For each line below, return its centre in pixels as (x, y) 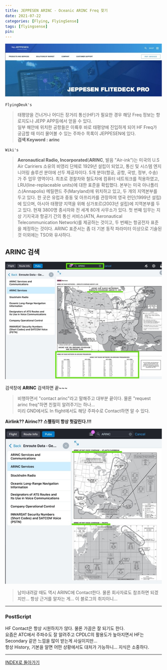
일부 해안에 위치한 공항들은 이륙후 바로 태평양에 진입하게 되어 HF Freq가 (87, 127)
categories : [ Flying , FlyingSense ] (42, 21)
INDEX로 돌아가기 (22, 662)
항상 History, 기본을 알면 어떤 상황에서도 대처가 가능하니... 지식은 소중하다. (77, 647)
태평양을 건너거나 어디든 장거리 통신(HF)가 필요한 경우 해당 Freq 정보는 (86, 114)
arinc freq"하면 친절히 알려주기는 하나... (56, 405)
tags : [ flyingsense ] (27, 26)
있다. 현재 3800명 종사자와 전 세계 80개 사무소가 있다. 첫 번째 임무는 (89, 210)
